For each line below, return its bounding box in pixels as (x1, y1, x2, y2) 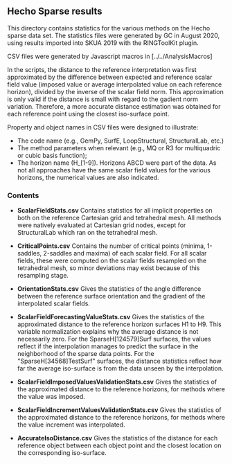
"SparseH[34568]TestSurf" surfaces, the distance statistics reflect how (17, 357, 222, 366)
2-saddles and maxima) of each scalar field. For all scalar (43, 249, 207, 258)
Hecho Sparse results (7, 6, 102, 17)
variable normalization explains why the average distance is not (17, 328, 199, 336)
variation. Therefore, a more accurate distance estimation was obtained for (7, 102, 221, 110)
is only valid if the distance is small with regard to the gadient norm (7, 95, 199, 103)
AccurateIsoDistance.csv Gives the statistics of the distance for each (17, 434, 218, 443)
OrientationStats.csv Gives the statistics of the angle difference (17, 285, 202, 293)
